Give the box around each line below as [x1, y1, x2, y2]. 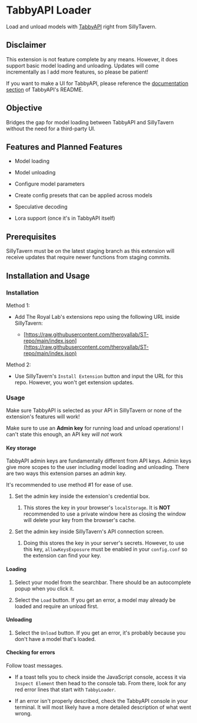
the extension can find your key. [23, 552, 102, 559]
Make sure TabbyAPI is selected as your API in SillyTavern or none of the [6, 407, 182, 414]
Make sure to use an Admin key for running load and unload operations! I [6, 425, 183, 432]
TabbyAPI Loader [6, 4, 92, 17]
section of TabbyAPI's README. [6, 86, 84, 93]
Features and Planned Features [6, 142, 123, 152]
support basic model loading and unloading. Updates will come [6, 62, 159, 69]
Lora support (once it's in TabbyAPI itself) [14, 214, 116, 222]
